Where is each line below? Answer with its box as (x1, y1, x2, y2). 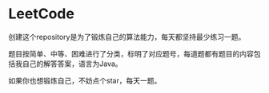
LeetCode (8, 5, 74, 23)
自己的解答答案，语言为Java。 (22, 59, 122, 68)
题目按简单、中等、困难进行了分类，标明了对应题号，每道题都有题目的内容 (8, 48, 254, 58)
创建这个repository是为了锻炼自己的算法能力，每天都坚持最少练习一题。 (8, 32, 246, 41)
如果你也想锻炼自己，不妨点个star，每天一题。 (8, 76, 162, 85)
